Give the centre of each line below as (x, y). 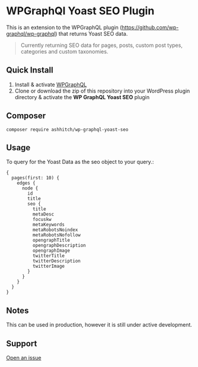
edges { (26, 183)
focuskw (42, 220)
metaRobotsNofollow (57, 235)
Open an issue (24, 358)
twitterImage (49, 266)
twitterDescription (57, 261)
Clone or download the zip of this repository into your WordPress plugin (102, 91)
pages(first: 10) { (36, 178)
